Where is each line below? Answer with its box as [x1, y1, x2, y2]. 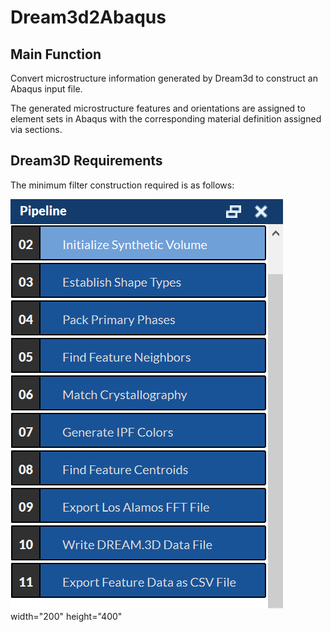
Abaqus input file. [10, 83, 83, 95]
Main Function [10, 46, 102, 63]
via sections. [10, 124, 63, 135]
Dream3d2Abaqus [10, 6, 167, 29]
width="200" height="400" [10, 610, 123, 622]
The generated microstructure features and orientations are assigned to [10, 102, 306, 114]
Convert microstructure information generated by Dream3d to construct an [10, 72, 318, 84]
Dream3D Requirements [10, 152, 163, 170]
